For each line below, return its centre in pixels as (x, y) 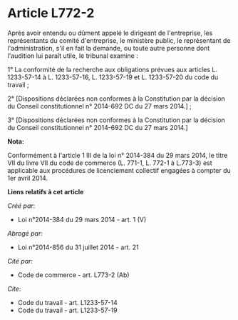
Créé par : (21, 206)
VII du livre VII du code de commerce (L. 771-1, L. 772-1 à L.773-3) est (110, 163)
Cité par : (20, 261)
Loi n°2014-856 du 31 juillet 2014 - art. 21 (78, 247)
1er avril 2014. (28, 178)
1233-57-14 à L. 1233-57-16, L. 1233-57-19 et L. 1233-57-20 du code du (113, 77)
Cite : (14, 289)
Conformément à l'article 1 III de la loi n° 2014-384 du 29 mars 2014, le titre (118, 155)
